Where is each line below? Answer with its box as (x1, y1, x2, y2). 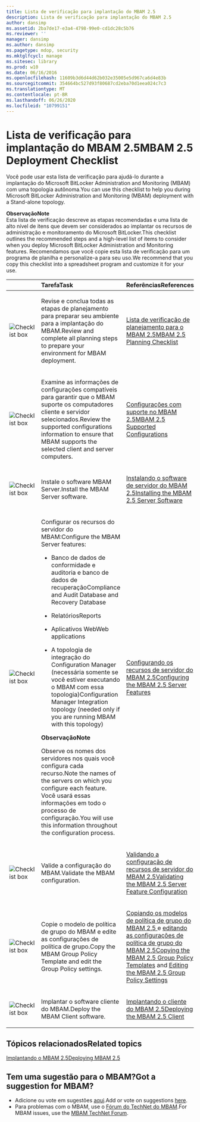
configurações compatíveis (40, 386, 118, 394)
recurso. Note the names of (40, 769, 116, 778)
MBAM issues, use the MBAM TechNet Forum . (14, 1110, 129, 1117)
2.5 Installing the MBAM (126, 489, 192, 497)
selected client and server (40, 445, 114, 453)
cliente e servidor (40, 408, 90, 416)
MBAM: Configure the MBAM (40, 533, 121, 541)
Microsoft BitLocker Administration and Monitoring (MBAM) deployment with (6, 192, 194, 199)
